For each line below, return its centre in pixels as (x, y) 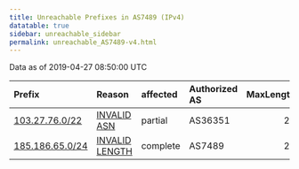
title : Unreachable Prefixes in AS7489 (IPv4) (97, 17)
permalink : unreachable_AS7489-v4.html (83, 42)
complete (161, 146)
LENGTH (115, 151)
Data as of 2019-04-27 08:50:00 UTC (78, 67)
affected (159, 95)
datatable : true (39, 26)
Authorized (214, 89)
